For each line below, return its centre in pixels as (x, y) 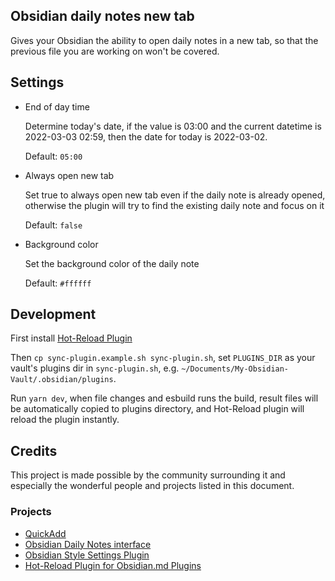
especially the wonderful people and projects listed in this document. (152, 486)
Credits (34, 450)
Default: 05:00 (53, 156)
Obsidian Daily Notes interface (88, 544)
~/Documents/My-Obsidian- (235, 369)
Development (53, 314)
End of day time (57, 106)
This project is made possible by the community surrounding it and (148, 475)
